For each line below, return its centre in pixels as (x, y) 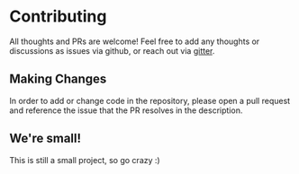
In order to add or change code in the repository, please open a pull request (150, 100)
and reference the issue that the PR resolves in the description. (126, 110)
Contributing (58, 17)
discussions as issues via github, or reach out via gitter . (112, 50)
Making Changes (58, 79)
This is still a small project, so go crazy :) (85, 160)
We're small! (45, 139)
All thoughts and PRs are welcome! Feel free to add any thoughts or (135, 41)
